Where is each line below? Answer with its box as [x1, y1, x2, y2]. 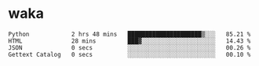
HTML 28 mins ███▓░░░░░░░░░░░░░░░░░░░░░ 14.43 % [8, 36, 251, 45]
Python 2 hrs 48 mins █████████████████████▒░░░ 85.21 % [8, 30, 251, 38]
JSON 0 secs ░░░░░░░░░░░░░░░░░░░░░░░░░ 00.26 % [8, 43, 251, 51]
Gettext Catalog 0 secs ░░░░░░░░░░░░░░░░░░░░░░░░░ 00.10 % [8, 50, 251, 58]
